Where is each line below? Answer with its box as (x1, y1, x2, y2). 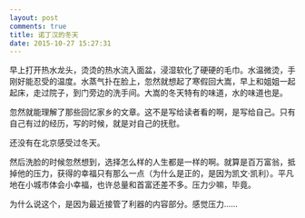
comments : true (9, 22, 67, 31)
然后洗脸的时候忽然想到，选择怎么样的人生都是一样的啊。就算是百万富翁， (9, 156, 288, 168)
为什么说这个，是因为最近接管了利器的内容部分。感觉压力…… (9, 199, 239, 210)
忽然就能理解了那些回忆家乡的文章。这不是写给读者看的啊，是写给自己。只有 (9, 106, 296, 118)
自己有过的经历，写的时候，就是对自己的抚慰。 (9, 118, 184, 129)
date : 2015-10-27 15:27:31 (9, 38, 112, 48)
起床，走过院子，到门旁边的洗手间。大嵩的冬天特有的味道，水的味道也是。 (9, 87, 288, 98)
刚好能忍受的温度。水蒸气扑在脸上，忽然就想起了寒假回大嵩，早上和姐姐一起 (9, 76, 296, 87)
